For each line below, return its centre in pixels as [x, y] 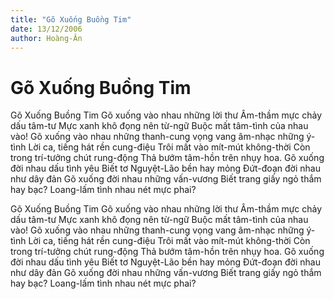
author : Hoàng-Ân [46, 38]
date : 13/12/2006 [46, 29]
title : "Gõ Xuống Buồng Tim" [71, 19]
